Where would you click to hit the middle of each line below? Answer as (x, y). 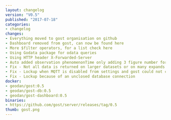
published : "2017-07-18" (32, 19)
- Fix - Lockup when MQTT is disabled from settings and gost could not (84, 72)
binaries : (16, 100)
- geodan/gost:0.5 (25, 86)
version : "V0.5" (22, 15)
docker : (13, 81)
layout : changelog (25, 10)
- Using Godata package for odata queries (51, 53)
